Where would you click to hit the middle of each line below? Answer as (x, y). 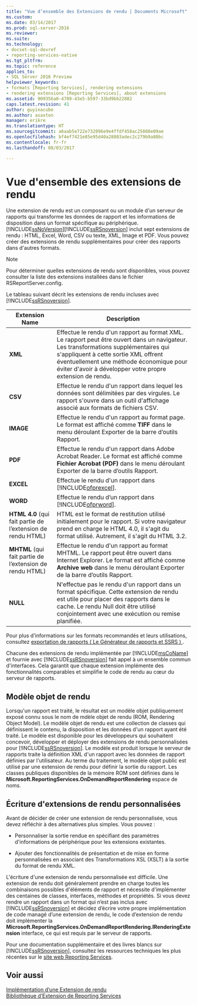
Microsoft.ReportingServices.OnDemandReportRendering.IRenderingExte (98, 927)
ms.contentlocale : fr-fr (36, 142)
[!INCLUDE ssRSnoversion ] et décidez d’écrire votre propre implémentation (96, 908)
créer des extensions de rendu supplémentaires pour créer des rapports (93, 242)
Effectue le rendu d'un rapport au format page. (121, 417)
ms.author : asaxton (30, 115)
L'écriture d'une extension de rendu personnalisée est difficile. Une (87, 877)
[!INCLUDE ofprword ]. (86, 505)
